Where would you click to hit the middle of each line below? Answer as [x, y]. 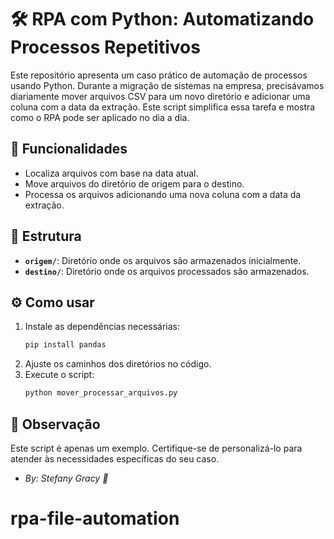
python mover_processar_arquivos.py [101, 393]
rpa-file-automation [95, 518]
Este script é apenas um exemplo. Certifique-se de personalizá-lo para [156, 448]
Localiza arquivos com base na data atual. [111, 173]
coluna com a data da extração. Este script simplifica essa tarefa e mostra [163, 107]
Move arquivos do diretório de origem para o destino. [134, 183]
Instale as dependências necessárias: [102, 327]
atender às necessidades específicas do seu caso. [115, 458]
